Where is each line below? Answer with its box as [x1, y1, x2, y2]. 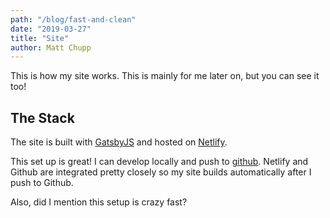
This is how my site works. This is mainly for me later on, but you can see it [10, 70, 320, 82]
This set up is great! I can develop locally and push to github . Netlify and [10, 156, 309, 168]
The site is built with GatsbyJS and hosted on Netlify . [10, 136, 228, 148]
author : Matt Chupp [10, 42, 92, 53]
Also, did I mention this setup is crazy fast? [10, 196, 188, 208]
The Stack [10, 109, 75, 126]
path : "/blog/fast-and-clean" [10, 14, 137, 25]
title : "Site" [10, 33, 70, 43]
